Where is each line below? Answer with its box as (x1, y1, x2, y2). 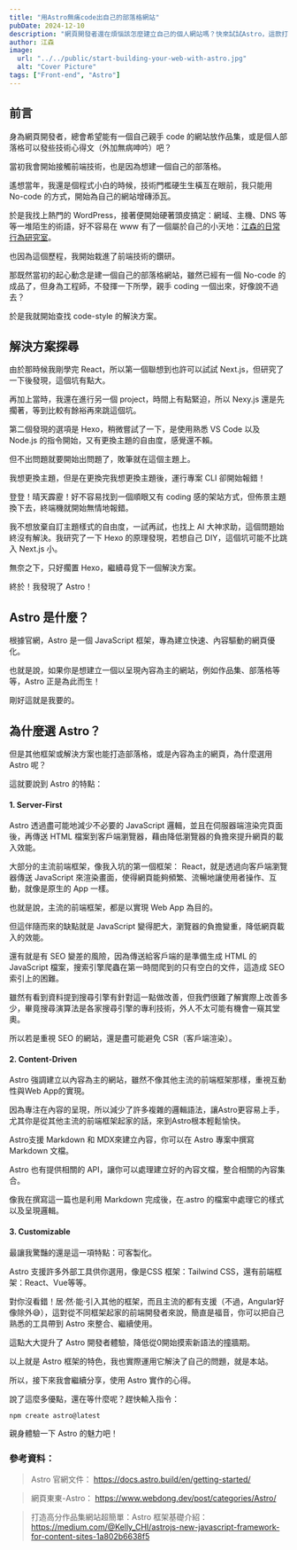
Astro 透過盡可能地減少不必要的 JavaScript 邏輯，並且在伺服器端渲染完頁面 (9, 820, 284, 831)
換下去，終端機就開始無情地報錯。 (9, 503, 133, 513)
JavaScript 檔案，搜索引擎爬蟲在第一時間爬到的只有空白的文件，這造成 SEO (9, 962, 286, 973)
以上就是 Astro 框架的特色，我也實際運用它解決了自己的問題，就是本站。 (9, 1356, 273, 1366)
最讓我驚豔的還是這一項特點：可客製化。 (9, 1247, 156, 1257)
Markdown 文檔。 (9, 1146, 73, 1156)
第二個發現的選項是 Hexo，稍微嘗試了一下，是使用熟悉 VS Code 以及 (9, 424, 261, 434)
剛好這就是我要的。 (9, 695, 80, 706)
